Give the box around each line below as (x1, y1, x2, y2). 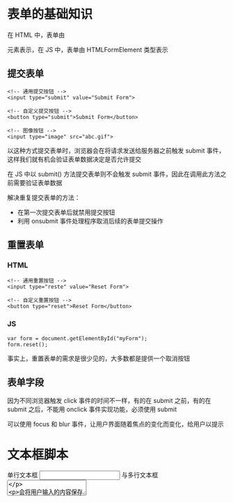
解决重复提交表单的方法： (7, 193, 81, 202)
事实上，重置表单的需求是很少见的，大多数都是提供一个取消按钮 (7, 354, 190, 362)
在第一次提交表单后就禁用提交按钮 (17, 208, 115, 216)
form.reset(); (7, 341, 49, 348)
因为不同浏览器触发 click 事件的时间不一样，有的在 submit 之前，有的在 (7, 396, 211, 404)
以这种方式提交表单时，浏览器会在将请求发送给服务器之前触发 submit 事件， (7, 146, 225, 154)
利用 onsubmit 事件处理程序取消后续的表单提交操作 (17, 216, 163, 225)
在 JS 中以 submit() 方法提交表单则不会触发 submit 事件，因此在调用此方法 (7, 170, 220, 178)
